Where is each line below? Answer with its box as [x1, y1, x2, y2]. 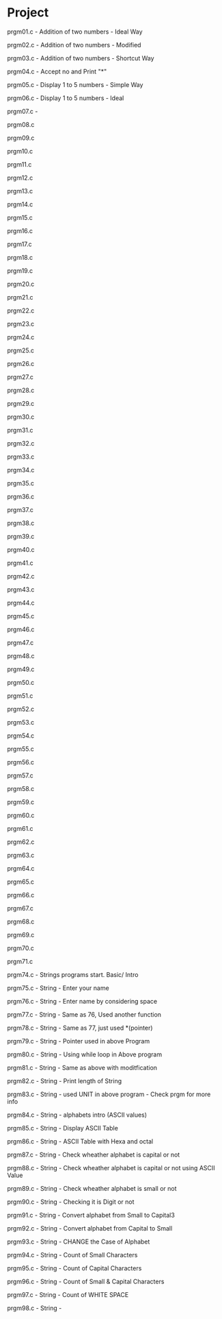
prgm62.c [7, 838, 35, 846]
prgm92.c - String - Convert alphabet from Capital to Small [7, 1224, 173, 1232]
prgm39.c [7, 532, 35, 540]
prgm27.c [7, 372, 34, 381]
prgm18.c [7, 253, 33, 261]
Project [7, 5, 49, 21]
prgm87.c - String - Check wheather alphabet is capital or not [7, 1150, 180, 1159]
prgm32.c [7, 439, 35, 447]
